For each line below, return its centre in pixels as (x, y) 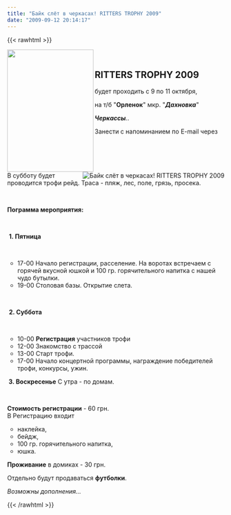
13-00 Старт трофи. (46, 353)
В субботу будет (31, 175)
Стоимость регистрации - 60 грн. (58, 408)
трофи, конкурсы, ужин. (52, 368)
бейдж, (28, 436)
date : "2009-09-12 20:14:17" (49, 20)
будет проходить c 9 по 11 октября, (146, 91)
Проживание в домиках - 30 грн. (56, 465)
